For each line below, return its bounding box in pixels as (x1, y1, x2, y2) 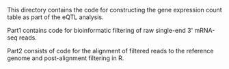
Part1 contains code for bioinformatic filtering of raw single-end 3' (7, 27, 193, 34)
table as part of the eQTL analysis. (7, 13, 104, 21)
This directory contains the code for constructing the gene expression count (7, 6, 222, 14)
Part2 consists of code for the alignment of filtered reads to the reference (7, 47, 214, 55)
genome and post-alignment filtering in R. (7, 54, 124, 62)
